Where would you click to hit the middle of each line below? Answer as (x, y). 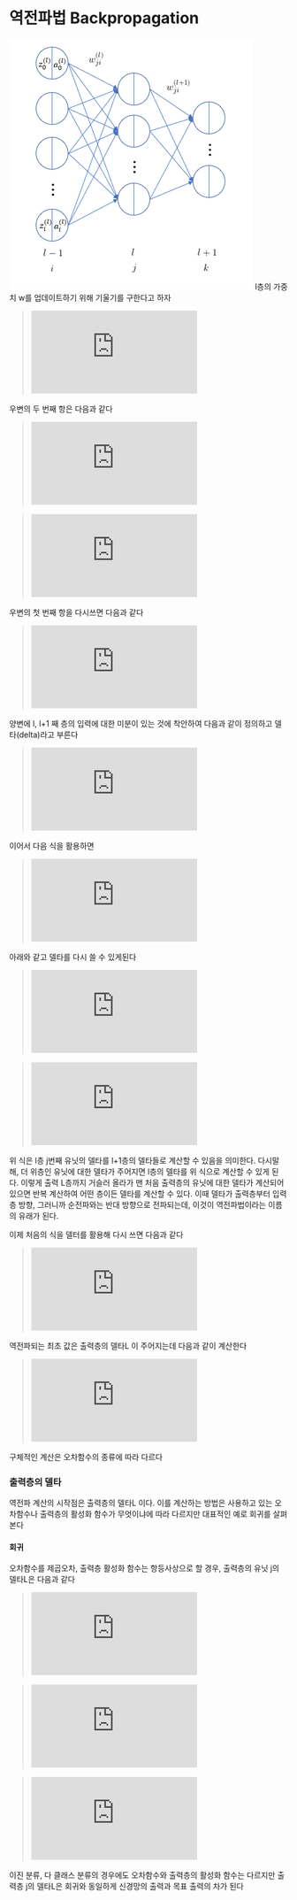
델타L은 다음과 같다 (42, 1580)
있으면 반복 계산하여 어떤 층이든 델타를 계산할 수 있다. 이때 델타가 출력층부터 (140, 1193)
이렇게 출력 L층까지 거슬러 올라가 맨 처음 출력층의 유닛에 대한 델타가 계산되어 (152, 1182)
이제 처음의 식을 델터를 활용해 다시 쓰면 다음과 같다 (96, 1235)
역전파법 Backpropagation (104, 18)
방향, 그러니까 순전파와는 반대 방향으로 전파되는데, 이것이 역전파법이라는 (142, 1204)
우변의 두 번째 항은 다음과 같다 (61, 409)
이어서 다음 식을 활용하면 (52, 845)
